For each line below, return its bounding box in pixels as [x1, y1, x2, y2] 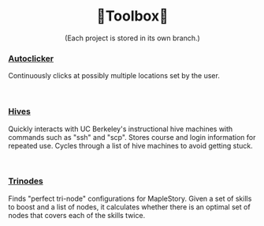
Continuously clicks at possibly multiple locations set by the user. [8, 71, 221, 81]
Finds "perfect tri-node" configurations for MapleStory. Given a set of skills [8, 194, 252, 203]
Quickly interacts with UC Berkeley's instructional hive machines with [8, 124, 233, 134]
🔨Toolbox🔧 [96, 7, 169, 25]
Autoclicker [8, 53, 54, 64]
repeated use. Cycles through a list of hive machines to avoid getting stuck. [8, 141, 254, 150]
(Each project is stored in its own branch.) [64, 33, 201, 43]
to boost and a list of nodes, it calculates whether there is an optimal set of [8, 202, 251, 212]
